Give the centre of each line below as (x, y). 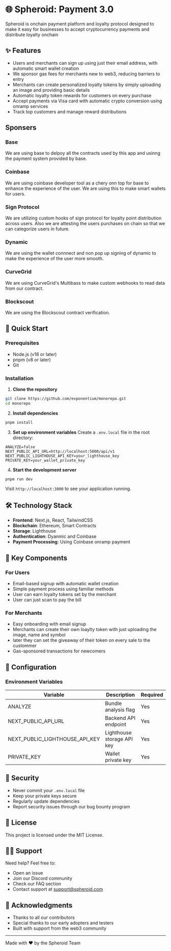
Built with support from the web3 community (60, 929)
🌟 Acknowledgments (39, 905)
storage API (119, 739)
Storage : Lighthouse (34, 531)
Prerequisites (22, 343)
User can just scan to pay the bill (47, 600)
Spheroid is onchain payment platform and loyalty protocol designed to (80, 23)
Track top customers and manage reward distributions (69, 112)
